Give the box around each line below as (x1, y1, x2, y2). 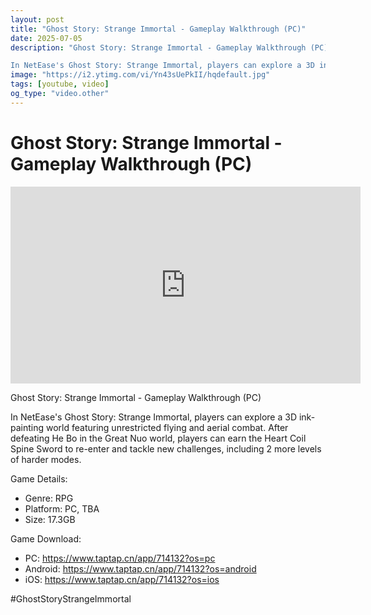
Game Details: (10, 472, 68, 485)
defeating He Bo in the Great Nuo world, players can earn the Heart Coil (10, 432, 307, 444)
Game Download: (10, 532, 82, 545)
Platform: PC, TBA (24, 502, 100, 515)
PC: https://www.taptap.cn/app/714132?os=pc (24, 552, 216, 564)
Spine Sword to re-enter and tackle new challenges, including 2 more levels (10, 442, 322, 455)
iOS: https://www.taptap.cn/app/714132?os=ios (24, 573, 220, 585)
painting (10, 421, 45, 433)
